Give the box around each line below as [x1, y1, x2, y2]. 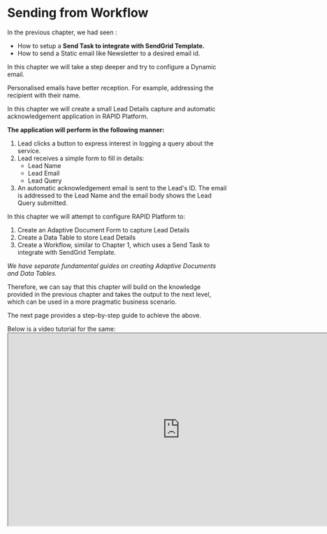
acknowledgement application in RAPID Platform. [7, 112, 149, 120]
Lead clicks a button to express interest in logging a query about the [17, 139, 215, 148]
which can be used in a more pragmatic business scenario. [7, 297, 177, 306]
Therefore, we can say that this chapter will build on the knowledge [7, 282, 201, 291]
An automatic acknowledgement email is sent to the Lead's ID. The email [17, 183, 227, 192]
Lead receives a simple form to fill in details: [17, 154, 145, 162]
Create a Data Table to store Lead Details [17, 233, 136, 241]
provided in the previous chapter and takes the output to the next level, [7, 290, 212, 298]
